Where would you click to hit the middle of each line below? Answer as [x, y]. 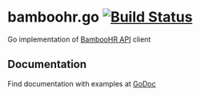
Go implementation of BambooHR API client [79, 39]
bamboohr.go [54, 17]
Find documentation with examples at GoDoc [82, 83]
